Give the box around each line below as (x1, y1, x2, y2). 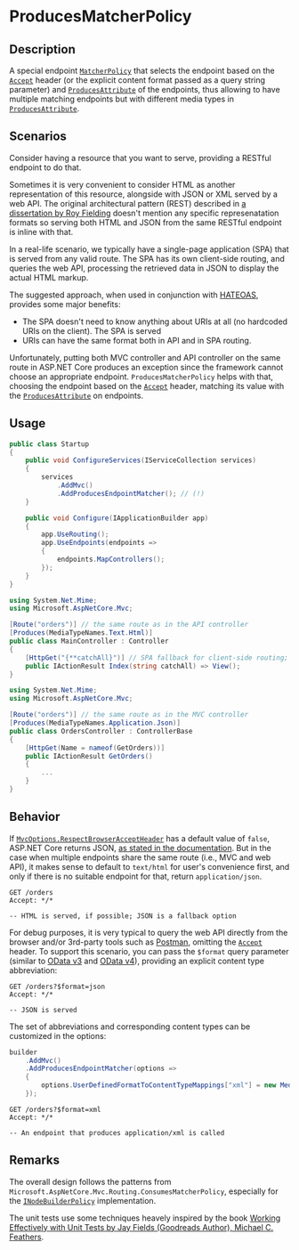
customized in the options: (9, 1030, 107, 1041)
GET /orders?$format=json (9, 982, 105, 991)
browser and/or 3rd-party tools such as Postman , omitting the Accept (9, 937, 263, 947)
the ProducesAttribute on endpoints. (9, 390, 144, 401)
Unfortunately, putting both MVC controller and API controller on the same (9, 352, 281, 362)
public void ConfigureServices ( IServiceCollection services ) (25, 456, 256, 465)
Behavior (9, 809, 61, 824)
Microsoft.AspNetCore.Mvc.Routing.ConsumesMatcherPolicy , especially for (9, 1186, 279, 1197)
